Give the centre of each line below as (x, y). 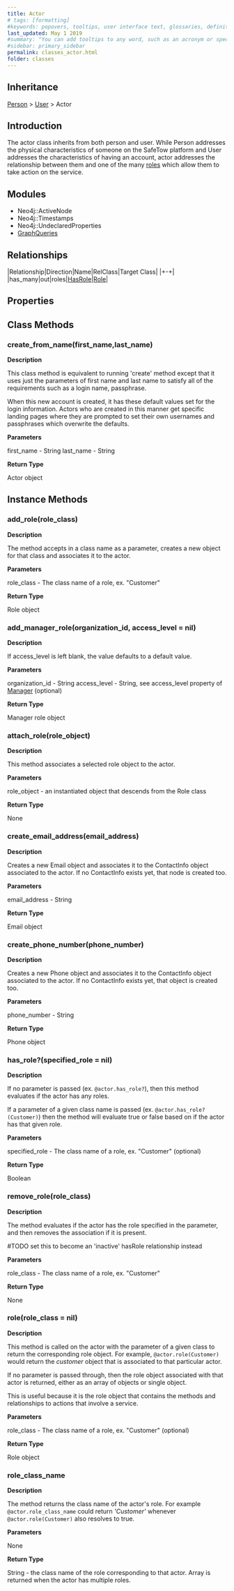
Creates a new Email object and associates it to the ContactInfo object (108, 865)
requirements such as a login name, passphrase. (77, 388)
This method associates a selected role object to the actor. (91, 764)
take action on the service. (45, 172)
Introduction (35, 126)
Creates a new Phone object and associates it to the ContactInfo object (109, 973)
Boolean (19, 1179)
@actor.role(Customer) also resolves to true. (71, 1519)
